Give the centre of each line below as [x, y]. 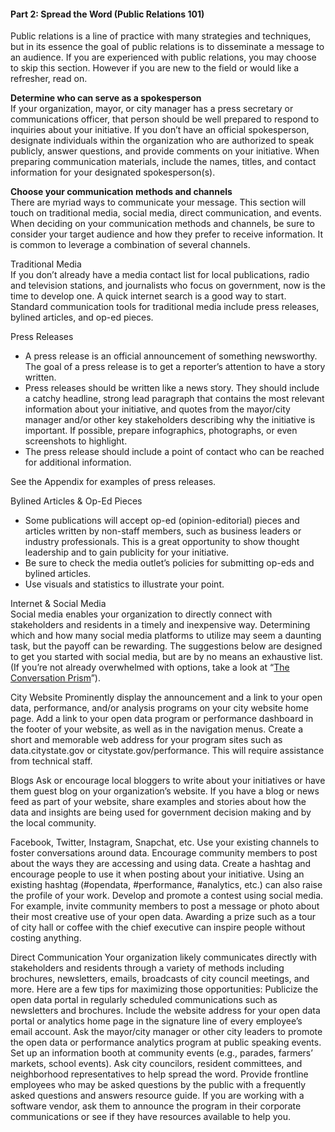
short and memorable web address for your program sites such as [146, 740]
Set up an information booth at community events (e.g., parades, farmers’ [161, 1053]
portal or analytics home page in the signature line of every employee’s [156, 1021]
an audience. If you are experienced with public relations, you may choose [163, 57]
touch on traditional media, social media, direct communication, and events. [166, 213]
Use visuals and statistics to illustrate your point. [124, 584]
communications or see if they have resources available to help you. [150, 1117]
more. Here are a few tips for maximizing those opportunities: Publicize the [164, 989]
